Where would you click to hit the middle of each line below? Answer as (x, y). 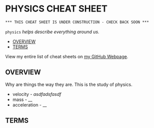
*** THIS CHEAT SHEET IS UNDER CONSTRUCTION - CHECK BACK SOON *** (77, 22)
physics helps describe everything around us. (52, 32)
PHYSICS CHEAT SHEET (56, 9)
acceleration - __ (30, 105)
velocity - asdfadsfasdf (37, 94)
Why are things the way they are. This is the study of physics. (69, 84)
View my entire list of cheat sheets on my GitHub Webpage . (67, 56)
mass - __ (22, 99)
